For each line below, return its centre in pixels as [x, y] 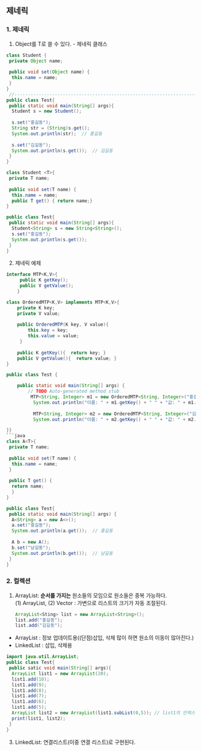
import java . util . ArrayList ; [43, 657]
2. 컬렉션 [19, 581]
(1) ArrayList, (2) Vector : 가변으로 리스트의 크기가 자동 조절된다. [91, 603]
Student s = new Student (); [47, 111]
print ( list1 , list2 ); [39, 718]
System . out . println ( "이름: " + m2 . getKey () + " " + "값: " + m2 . [115, 419]
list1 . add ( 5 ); [29, 708]
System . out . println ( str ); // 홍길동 [57, 134]
